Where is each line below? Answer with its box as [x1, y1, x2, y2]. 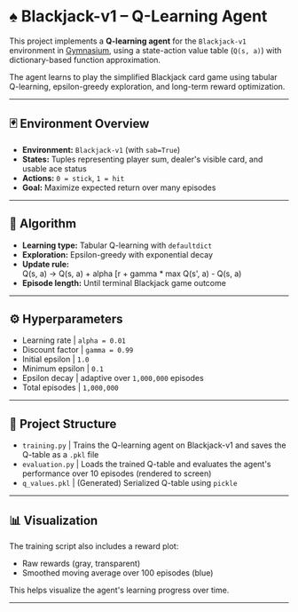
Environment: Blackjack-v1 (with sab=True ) [21, 144, 181, 155]
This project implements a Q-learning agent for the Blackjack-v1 [9, 36, 247, 46]
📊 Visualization [9, 513, 98, 528]
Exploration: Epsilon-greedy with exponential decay [21, 249, 214, 259]
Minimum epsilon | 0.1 [21, 363, 104, 374]
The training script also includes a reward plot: [9, 541, 179, 552]
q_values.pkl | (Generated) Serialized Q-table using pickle [21, 478, 238, 489]
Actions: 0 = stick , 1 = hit [21, 172, 125, 183]
